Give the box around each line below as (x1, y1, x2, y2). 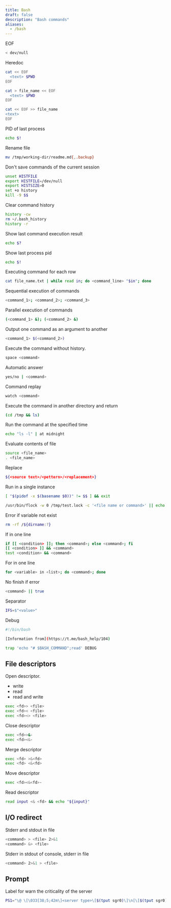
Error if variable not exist (5, 512, 57, 518)
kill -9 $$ (5, 193, 28, 198)
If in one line (5, 531, 32, 537)
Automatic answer (5, 364, 43, 370)
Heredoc (5, 60, 24, 65)
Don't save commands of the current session (5, 164, 100, 170)
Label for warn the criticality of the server (5, 888, 93, 894)
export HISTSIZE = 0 (5, 183, 44, 188)
